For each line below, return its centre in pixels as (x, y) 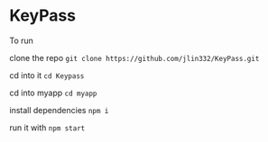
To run (22, 40)
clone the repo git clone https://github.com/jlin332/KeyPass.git (134, 58)
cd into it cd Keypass (47, 75)
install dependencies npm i (59, 110)
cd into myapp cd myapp (53, 93)
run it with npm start (47, 128)
